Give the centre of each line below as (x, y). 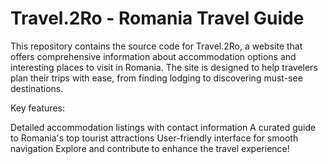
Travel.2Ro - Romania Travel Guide (157, 18)
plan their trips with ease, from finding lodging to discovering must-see (156, 78)
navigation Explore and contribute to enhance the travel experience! (150, 148)
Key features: (37, 108)
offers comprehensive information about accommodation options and (153, 56)
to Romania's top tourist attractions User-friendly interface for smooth (154, 138)
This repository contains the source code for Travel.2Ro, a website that (156, 46)
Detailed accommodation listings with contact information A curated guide (163, 127)
